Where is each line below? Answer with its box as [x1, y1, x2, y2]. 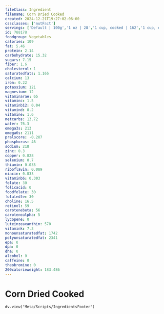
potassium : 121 [5, 84, 36, 90]
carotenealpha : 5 [5, 212, 41, 217]
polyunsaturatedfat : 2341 [5, 235, 58, 240]
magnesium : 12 [5, 89, 34, 94]
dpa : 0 [5, 244, 19, 249]
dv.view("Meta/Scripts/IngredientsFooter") [5, 305, 95, 310]
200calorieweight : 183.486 [5, 267, 60, 272]
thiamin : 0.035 [5, 162, 36, 167]
